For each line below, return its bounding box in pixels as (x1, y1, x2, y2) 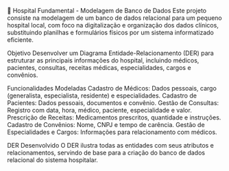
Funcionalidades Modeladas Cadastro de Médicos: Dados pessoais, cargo (7, 84, 217, 92)
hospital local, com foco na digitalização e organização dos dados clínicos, (7, 21, 219, 29)
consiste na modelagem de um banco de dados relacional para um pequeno (7, 14, 222, 22)
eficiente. (7, 36, 34, 44)
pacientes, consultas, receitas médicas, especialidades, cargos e (7, 64, 191, 71)
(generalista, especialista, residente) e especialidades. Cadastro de (7, 91, 197, 100)
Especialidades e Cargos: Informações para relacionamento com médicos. (7, 128, 217, 136)
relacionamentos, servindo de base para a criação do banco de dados (7, 148, 206, 157)
